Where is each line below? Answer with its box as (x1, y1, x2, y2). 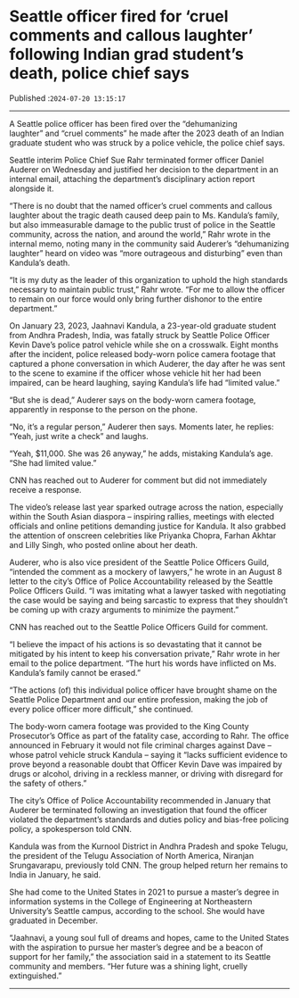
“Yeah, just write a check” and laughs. (9, 430, 149, 441)
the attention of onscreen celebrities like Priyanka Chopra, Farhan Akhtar (9, 529, 277, 541)
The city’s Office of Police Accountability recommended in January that (9, 794, 271, 805)
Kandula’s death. (9, 257, 70, 268)
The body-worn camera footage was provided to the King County (9, 720, 249, 731)
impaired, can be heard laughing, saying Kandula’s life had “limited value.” (9, 377, 280, 387)
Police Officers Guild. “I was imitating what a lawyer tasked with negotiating (9, 585, 287, 595)
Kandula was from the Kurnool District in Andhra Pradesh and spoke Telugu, (9, 841, 288, 852)
